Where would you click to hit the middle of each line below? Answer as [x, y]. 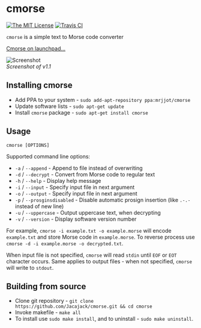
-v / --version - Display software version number [76, 219]
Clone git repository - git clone [54, 301]
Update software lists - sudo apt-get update [69, 106]
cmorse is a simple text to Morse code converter [65, 37]
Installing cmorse [40, 85]
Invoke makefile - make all [48, 312]
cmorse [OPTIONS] [28, 145]
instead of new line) [39, 206]
